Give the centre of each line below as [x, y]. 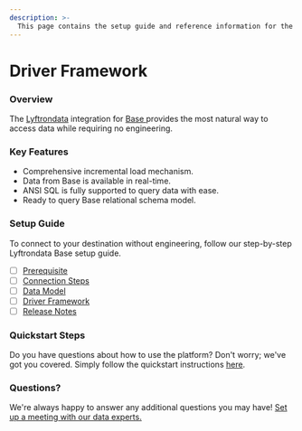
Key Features [39, 152]
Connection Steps [56, 280]
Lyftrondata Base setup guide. [66, 253]
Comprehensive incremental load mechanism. [108, 172]
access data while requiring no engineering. [91, 128]
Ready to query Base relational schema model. [109, 201]
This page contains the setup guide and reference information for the [156, 26]
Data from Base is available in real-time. [97, 181]
